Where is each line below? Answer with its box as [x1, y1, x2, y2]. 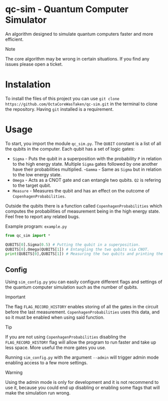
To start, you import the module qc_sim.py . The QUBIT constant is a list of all [5, 140, 161, 147]
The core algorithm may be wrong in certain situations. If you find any [5, 55, 150, 61]
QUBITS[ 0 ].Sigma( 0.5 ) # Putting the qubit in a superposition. [5, 242, 141, 247]
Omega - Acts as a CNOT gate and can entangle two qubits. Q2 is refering [12, 177, 161, 183]
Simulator [5, 14, 47, 26]
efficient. [5, 36, 24, 42]
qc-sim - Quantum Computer [5, 4, 129, 15]
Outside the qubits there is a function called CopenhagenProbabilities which [5, 203, 162, 209]
